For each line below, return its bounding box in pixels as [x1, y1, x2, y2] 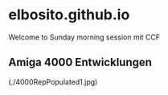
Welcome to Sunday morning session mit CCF [8, 32, 161, 42]
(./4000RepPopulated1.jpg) [8, 76, 98, 86]
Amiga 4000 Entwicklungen [8, 56, 153, 69]
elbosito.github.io [8, 6, 130, 24]
